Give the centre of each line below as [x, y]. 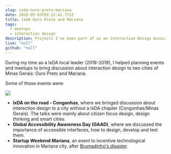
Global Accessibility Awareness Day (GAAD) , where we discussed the [87, 124]
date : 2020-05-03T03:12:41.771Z [39, 15]
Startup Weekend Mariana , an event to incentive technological [79, 140]
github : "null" [21, 48]
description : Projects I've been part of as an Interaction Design [78, 39]
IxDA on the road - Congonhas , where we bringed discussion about [84, 102]
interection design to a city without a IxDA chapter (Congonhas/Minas [85, 108]
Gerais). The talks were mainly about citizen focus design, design [81, 113]
